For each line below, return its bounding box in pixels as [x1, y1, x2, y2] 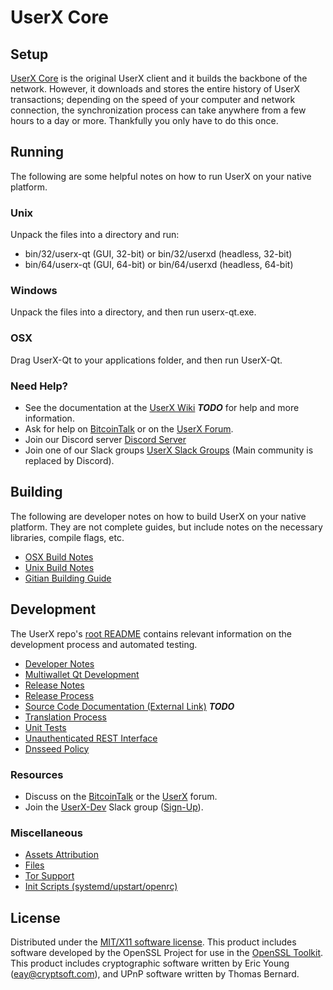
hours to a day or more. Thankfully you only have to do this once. [10, 115, 279, 126]
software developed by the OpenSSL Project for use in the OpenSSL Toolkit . [10, 947, 324, 959]
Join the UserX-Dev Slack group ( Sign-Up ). [24, 801, 204, 813]
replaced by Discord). [24, 455, 115, 466]
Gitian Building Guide [24, 572, 112, 584]
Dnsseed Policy [24, 742, 90, 755]
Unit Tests [24, 721, 67, 733]
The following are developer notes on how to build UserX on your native [10, 510, 307, 522]
